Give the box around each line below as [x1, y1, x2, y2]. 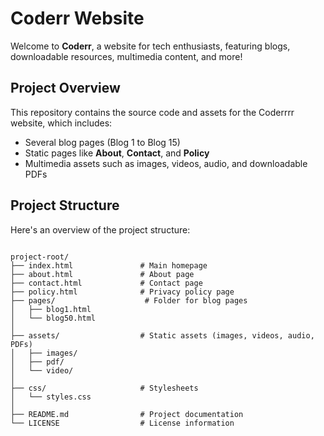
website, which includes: [10, 117, 113, 129]
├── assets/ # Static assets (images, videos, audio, [10, 330, 315, 341]
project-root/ [10, 252, 70, 262]
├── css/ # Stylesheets [10, 383, 199, 393]
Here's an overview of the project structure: [10, 223, 191, 236]
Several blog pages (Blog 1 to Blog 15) [24, 136, 181, 148]
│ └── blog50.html [10, 313, 97, 323]
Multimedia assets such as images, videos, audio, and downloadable [24, 157, 308, 169]
